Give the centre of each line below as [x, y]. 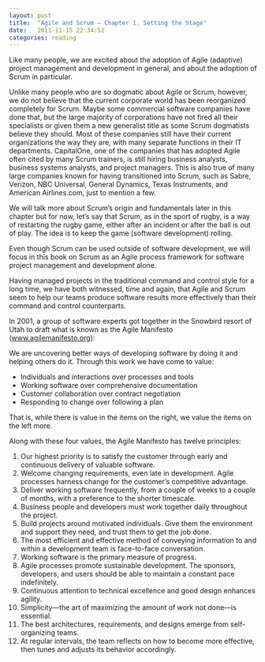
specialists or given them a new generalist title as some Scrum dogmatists [129, 126]
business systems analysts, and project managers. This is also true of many [132, 167]
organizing [38, 633]
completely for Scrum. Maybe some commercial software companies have [130, 109]
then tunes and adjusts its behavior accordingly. [98, 649]
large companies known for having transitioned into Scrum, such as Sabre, [130, 176]
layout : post [30, 15]
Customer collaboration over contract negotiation [100, 394]
